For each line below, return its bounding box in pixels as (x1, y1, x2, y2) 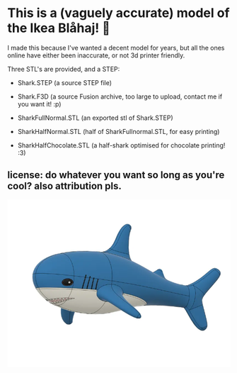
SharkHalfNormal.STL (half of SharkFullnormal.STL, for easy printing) (17, 127, 220, 135)
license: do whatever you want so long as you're (7, 169, 225, 182)
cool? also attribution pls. (7, 180, 122, 192)
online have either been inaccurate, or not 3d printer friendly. (7, 51, 185, 60)
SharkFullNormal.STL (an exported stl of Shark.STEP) (17, 113, 173, 122)
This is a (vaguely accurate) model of (7, 5, 230, 21)
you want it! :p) (17, 99, 62, 108)
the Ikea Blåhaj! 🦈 (7, 20, 111, 36)
